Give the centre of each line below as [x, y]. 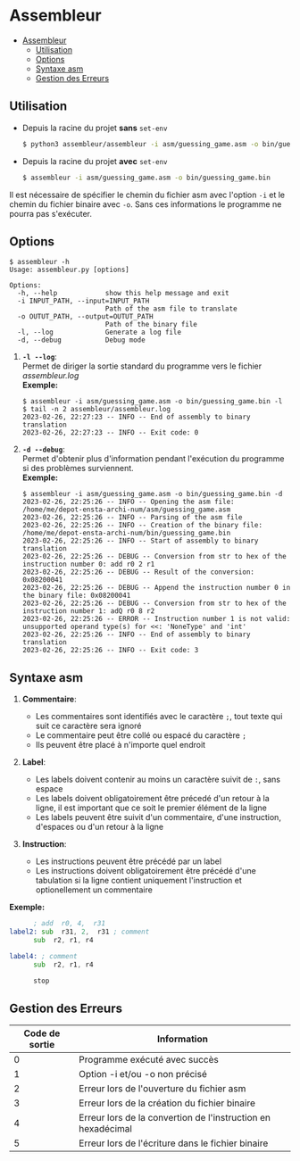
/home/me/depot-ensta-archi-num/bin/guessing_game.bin [126, 533]
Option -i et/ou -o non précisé [143, 1074]
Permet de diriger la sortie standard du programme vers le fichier [142, 366]
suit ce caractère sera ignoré [88, 726]
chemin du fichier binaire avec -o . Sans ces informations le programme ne [146, 204]
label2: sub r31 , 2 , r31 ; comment [79, 932]
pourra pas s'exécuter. [50, 213]
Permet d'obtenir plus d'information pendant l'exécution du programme [153, 459]
